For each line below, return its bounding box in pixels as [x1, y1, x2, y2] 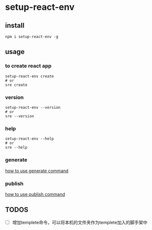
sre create [5, 82, 28, 88]
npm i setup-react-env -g [5, 34, 58, 39]
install [5, 21, 25, 30]
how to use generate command [5, 168, 69, 174]
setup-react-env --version [5, 105, 61, 110]
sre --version [5, 113, 35, 119]
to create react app [5, 62, 52, 69]
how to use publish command [5, 191, 65, 197]
